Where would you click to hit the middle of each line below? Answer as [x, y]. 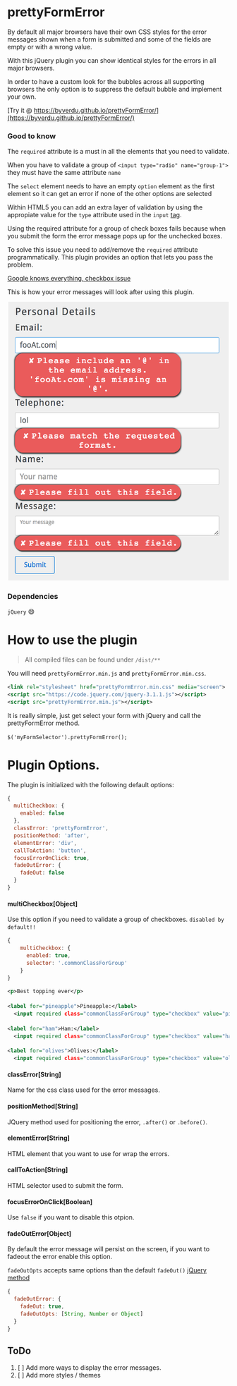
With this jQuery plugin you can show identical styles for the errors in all [112, 60]
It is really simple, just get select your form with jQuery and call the [104, 715]
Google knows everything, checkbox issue [69, 279]
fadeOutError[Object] [39, 1233]
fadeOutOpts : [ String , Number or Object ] [81, 1314]
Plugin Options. [54, 765]
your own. [22, 97]
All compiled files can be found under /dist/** [92, 659]
